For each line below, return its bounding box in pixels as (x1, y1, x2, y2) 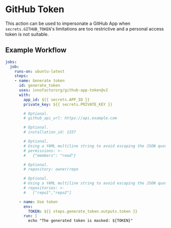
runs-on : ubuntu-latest (14, 69, 65, 74)
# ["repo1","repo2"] (23, 190, 72, 195)
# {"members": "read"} (23, 153, 76, 158)
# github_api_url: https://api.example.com (23, 116, 117, 121)
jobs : (5, 59, 17, 64)
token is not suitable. (5, 31, 49, 37)
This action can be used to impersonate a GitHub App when (5, 20, 131, 26)
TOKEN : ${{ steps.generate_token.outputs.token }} (27, 209, 138, 214)
